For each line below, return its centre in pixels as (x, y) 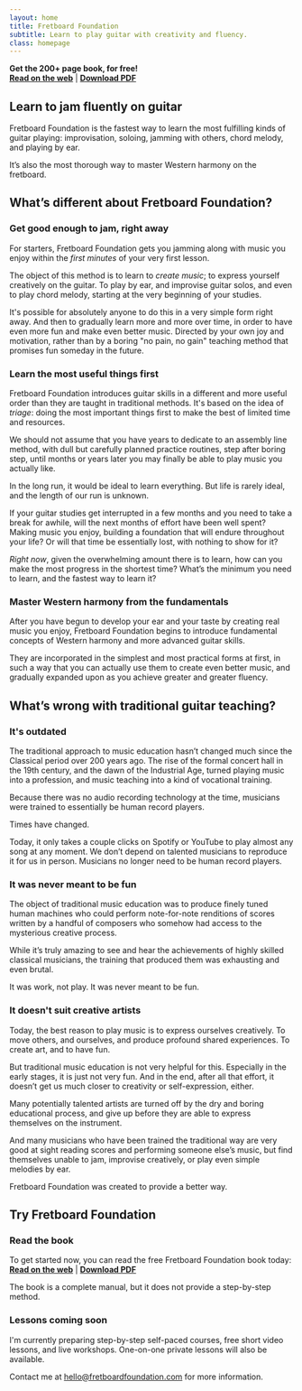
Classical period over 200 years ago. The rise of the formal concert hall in (146, 761)
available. (27, 1359)
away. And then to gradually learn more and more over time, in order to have (151, 321)
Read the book (41, 1240)
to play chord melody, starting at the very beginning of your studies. (136, 294)
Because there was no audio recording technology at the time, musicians (145, 798)
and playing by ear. (45, 148)
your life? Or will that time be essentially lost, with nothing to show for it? (144, 542)
